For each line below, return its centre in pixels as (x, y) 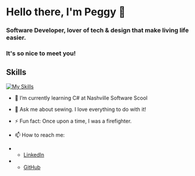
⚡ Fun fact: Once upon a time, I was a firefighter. (73, 121)
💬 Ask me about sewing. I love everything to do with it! (80, 109)
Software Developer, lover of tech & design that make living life (97, 31)
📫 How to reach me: (40, 135)
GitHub (32, 167)
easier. (16, 38)
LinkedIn (34, 154)
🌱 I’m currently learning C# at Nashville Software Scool (81, 98)
